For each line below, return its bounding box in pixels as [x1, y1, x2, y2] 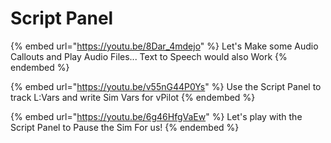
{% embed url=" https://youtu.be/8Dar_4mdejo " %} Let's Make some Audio [10, 40, 319, 52]
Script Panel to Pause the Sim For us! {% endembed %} [10, 121, 240, 133]
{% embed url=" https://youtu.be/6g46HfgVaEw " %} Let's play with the [10, 110, 303, 122]
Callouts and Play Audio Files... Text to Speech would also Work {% [10, 50, 288, 62]
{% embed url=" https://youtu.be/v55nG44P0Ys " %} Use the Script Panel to [10, 80, 322, 92]
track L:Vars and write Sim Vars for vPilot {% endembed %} [10, 91, 256, 103]
